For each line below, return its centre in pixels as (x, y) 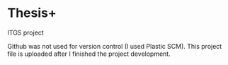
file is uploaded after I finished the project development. (89, 54)
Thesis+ (32, 13)
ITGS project (25, 32)
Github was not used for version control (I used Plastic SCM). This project (115, 46)
